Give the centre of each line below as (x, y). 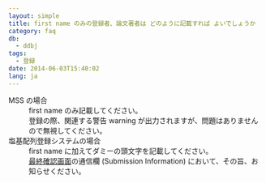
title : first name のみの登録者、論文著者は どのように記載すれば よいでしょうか (132, 23)
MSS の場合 (28, 100)
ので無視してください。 (68, 130)
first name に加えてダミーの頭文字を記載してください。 (121, 151)
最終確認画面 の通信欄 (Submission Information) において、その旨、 (140, 161)
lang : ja (23, 76)
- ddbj (27, 46)
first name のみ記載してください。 (86, 110)
